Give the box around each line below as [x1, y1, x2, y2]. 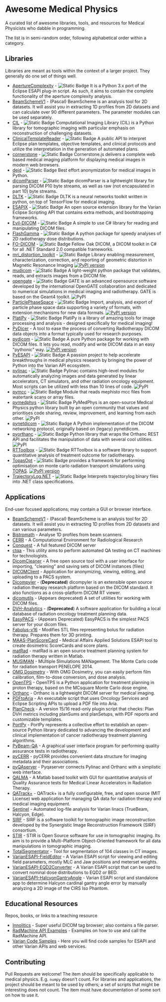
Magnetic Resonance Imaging [12, 262, 73, 268]
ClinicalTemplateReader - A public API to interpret [12, 135, 146, 141]
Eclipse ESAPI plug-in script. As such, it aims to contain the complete [12, 88, 154, 94]
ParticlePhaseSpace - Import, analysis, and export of [12, 299, 153, 305]
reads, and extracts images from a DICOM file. [12, 272, 108, 279]
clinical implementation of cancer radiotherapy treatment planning [12, 732, 148, 738]
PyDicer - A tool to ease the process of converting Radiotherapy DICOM [12, 325, 160, 331]
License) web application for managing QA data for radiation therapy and [12, 795, 162, 801]
